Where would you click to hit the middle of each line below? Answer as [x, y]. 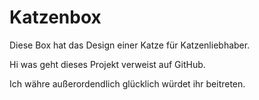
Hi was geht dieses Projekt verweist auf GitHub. [107, 64]
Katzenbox [55, 17]
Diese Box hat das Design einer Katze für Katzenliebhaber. [130, 45]
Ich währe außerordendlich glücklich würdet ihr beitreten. [127, 83]
